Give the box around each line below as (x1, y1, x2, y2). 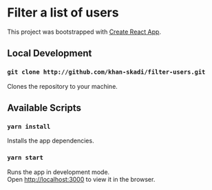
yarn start (7, 154, 43, 162)
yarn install (7, 123, 51, 130)
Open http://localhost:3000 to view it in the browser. (7, 175, 156, 183)
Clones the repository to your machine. (7, 82, 118, 90)
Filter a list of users (7, 5, 119, 21)
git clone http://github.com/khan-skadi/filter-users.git (7, 68, 206, 76)
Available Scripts (7, 102, 81, 114)
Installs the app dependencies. (7, 136, 94, 145)
